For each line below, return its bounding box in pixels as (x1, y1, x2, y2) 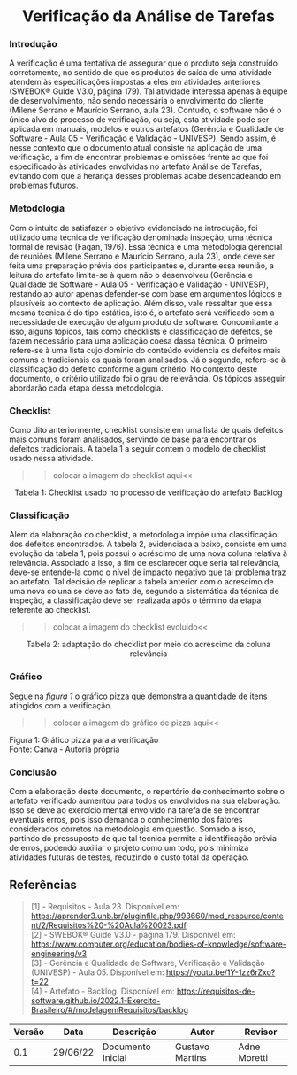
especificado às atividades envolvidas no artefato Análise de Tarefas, (9, 161, 263, 172)
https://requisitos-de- (176, 986, 255, 996)
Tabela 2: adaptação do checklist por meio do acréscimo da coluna (26, 639, 271, 650)
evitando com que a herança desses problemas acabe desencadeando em (9, 171, 281, 182)
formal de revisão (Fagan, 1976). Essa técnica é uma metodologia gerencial (9, 241, 283, 251)
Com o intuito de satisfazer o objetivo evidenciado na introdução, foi (9, 222, 258, 233)
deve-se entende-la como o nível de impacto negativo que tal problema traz (9, 567, 286, 577)
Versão (13, 1025, 45, 1038)
